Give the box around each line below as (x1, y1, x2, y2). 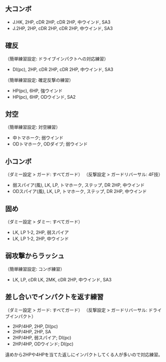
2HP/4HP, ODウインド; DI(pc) (12, 340, 73, 347)
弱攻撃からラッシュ (5, 252, 64, 260)
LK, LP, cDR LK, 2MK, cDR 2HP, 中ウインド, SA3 (12, 276, 111, 282)
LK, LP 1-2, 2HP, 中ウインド (12, 236, 69, 242)
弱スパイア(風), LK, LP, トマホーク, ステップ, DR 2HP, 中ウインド (12, 182, 145, 188)
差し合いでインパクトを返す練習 (5, 293, 104, 301)
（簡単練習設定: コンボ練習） (5, 266, 65, 272)
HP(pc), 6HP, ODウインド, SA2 (12, 94, 76, 100)
